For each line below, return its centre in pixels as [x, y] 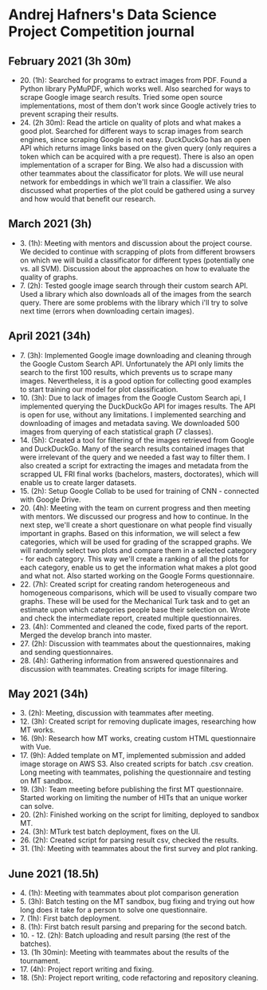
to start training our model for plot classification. [99, 389]
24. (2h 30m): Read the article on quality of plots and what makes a [130, 122]
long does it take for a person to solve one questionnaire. [114, 910]
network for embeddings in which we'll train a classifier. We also [125, 182]
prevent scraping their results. [69, 114]
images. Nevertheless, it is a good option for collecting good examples [135, 381]
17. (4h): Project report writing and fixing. [86, 969]
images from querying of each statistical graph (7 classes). [116, 432]
